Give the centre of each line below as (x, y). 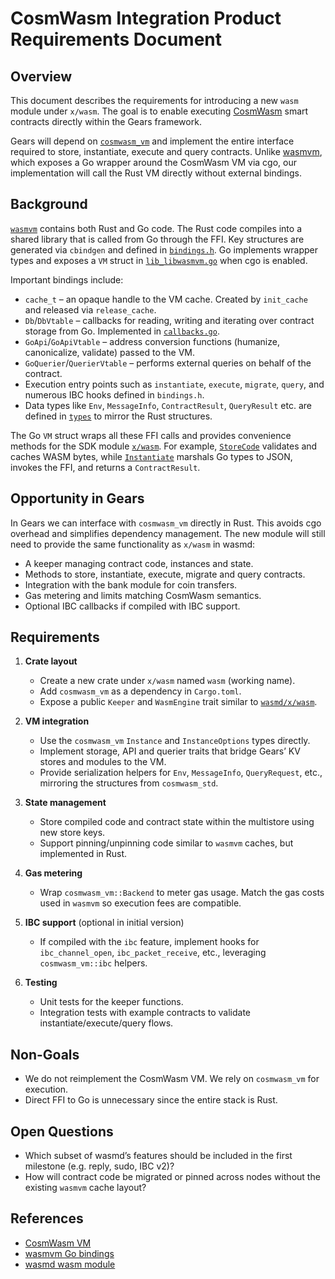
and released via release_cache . (90, 309)
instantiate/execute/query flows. (106, 1023)
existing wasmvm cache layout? (85, 1188)
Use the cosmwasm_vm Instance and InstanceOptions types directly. (175, 741)
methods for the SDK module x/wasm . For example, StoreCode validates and (164, 446)
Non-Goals (45, 1054)
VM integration (57, 721)
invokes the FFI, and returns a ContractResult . (105, 467)
